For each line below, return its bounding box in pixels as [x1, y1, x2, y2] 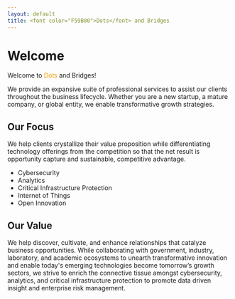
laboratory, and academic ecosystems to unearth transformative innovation [7, 253, 228, 262]
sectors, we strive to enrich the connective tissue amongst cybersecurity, [7, 268, 222, 278]
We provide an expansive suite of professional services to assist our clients [7, 85, 228, 93]
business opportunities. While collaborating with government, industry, [7, 246, 214, 255]
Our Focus [7, 120, 55, 132]
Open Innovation [17, 199, 67, 207]
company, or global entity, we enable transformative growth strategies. [7, 100, 214, 109]
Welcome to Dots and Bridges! [7, 71, 97, 80]
